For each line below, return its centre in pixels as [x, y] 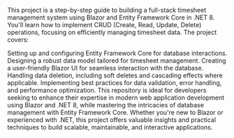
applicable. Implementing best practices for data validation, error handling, [115, 83]
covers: [18, 40]
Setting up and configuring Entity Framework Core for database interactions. [117, 53]
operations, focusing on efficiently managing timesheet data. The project [112, 32]
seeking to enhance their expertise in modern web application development [116, 98]
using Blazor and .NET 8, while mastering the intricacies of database [106, 105]
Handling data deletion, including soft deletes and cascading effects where [115, 75]
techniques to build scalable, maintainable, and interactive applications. [110, 127]
